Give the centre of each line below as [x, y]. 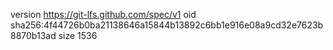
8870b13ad [33, 35]
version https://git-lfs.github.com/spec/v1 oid [103, 14]
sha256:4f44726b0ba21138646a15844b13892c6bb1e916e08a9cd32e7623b [167, 25]
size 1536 [78, 35]
